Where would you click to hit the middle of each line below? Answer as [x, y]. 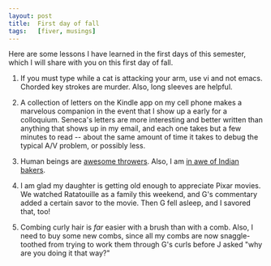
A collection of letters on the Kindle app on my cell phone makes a [131, 103]
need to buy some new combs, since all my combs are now [119, 236]
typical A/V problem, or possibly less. [83, 146]
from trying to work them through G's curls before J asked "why [155, 245]
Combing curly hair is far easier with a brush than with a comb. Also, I [137, 227]
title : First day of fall [54, 24]
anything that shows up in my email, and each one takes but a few [131, 129]
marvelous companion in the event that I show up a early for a [123, 111]
